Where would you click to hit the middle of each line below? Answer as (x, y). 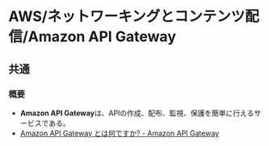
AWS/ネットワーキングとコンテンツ (127, 17)
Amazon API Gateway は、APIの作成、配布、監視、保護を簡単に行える (137, 113)
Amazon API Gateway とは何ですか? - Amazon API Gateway (120, 133)
